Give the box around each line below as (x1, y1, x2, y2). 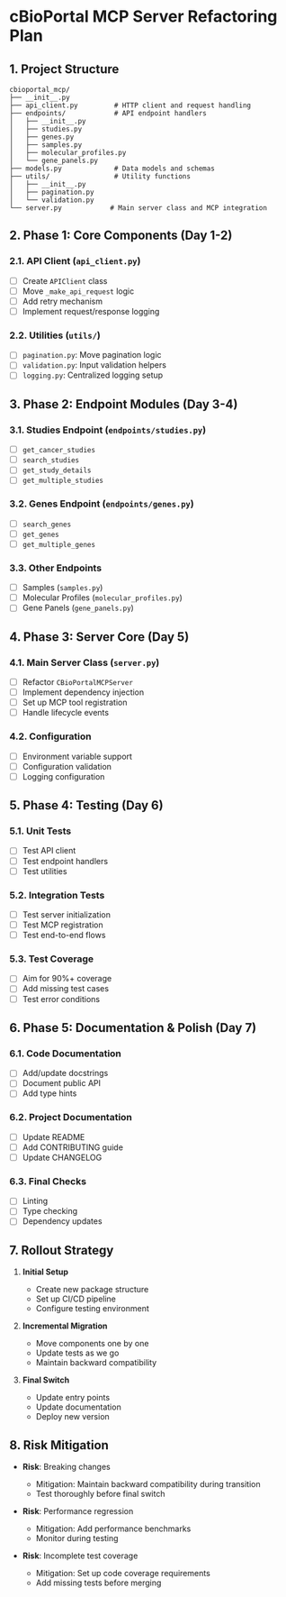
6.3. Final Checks (9, 1174, 87, 1187)
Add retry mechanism (22, 296, 103, 306)
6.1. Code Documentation (9, 1047, 121, 1060)
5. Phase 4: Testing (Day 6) (9, 798, 164, 813)
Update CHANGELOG (22, 1152, 103, 1163)
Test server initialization (22, 908, 111, 920)
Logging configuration (22, 771, 105, 781)
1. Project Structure (9, 61, 120, 77)
